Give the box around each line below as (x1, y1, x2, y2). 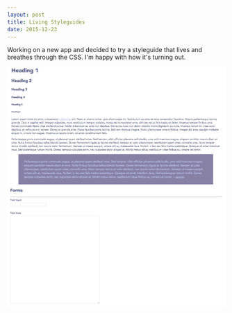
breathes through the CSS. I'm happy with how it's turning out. (7, 53, 186, 62)
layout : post (7, 11, 45, 18)
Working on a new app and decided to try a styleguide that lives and (7, 46, 203, 54)
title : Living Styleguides (7, 18, 85, 26)
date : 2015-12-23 (7, 26, 58, 33)
